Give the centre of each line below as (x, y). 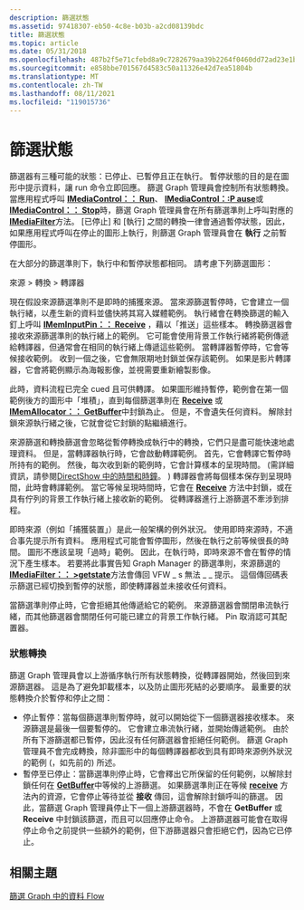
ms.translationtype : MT (54, 77)
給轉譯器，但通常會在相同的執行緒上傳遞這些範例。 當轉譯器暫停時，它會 (145, 347)
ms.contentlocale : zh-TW (56, 85)
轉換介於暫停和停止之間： (65, 697)
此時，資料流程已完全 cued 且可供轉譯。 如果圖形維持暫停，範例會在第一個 (149, 389)
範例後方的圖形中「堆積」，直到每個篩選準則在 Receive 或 (116, 400)
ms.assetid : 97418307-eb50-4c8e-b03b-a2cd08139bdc (107, 26)
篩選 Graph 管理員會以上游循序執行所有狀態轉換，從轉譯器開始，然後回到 (146, 675)
